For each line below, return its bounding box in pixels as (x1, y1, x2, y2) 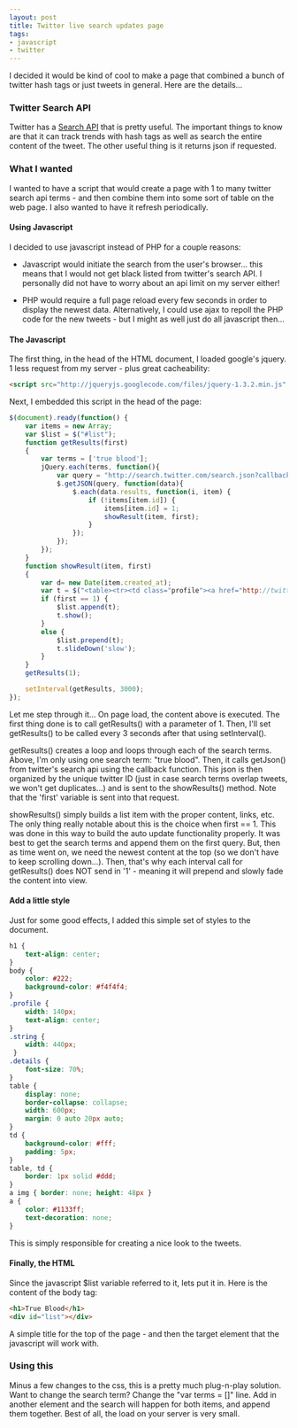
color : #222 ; (25, 974, 73, 983)
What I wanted (9, 163, 73, 175)
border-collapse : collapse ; (25, 1098, 128, 1107)
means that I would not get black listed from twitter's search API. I (21, 268, 263, 279)
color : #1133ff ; (25, 1205, 86, 1214)
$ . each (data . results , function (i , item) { (72, 487, 232, 496)
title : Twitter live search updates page (9, 21, 164, 30)
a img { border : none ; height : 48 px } (9, 1189, 152, 1198)
